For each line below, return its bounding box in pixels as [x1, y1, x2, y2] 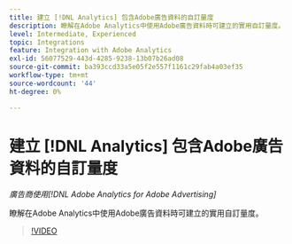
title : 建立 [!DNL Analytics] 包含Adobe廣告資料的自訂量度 [9, 12, 214, 22]
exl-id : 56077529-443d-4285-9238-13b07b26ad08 [9, 54, 184, 63]
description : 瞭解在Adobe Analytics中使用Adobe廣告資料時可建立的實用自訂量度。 [9, 21, 285, 30]
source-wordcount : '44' [9, 79, 97, 88]
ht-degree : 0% [9, 87, 62, 96]
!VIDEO [30, 225, 58, 236]
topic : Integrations [9, 37, 86, 47]
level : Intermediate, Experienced [9, 29, 137, 38]
